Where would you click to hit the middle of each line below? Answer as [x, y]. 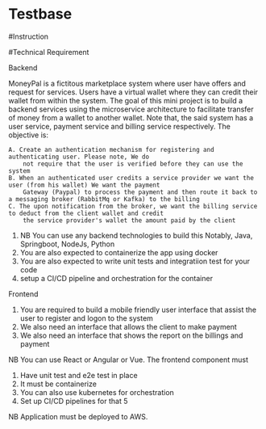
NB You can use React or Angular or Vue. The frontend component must [128, 360]
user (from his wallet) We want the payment [84, 185]
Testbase [40, 14]
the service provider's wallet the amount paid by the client [129, 220]
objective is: [28, 135]
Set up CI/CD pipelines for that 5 [74, 401]
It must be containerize [58, 384]
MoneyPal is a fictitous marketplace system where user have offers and [127, 83]
